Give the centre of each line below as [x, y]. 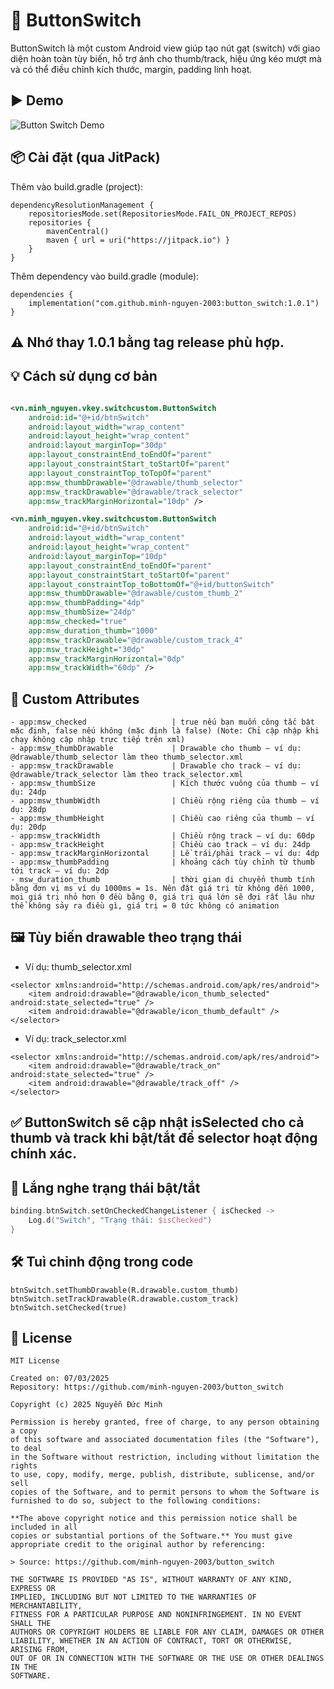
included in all [44, 1527]
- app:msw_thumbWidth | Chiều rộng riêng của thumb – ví [165, 801]
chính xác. [43, 1154]
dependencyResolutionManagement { [82, 205]
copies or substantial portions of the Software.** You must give [151, 1536]
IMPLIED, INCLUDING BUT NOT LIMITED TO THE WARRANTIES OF [133, 1597]
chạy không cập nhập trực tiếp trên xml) [98, 740]
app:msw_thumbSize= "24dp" [82, 612]
